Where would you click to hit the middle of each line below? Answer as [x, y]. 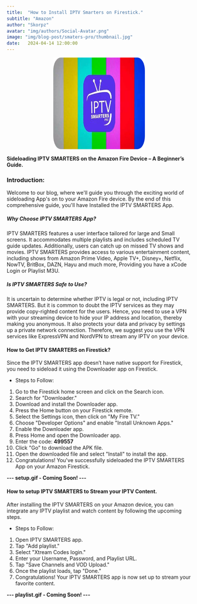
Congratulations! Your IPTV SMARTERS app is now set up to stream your [103, 577]
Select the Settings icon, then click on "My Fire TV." [77, 417]
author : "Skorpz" [28, 25]
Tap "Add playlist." [38, 546]
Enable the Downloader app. [50, 429]
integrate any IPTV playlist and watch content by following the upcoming [94, 511]
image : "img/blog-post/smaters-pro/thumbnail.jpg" [70, 37]
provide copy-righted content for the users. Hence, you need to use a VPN [97, 311]
